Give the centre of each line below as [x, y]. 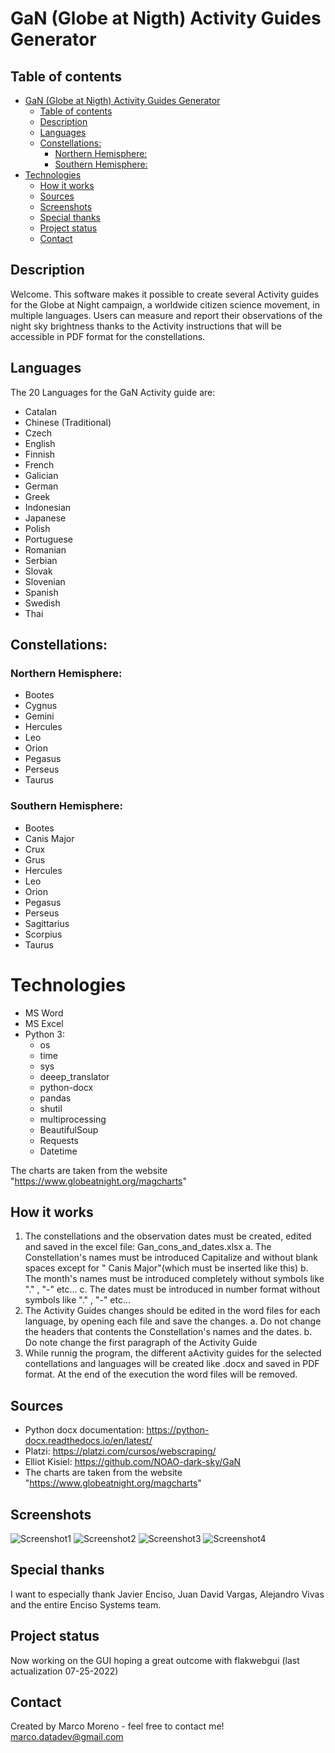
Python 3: [44, 1034]
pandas [55, 1098]
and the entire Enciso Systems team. [86, 1604]
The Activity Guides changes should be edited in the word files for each [172, 1311]
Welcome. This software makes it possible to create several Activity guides [165, 294]
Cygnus [41, 706]
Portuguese [48, 539]
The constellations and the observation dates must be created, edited [168, 1236]
